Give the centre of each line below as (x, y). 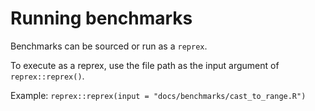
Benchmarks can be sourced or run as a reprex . (109, 46)
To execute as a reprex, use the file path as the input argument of (145, 65)
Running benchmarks (101, 18)
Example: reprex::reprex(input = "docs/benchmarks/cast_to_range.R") (158, 95)
